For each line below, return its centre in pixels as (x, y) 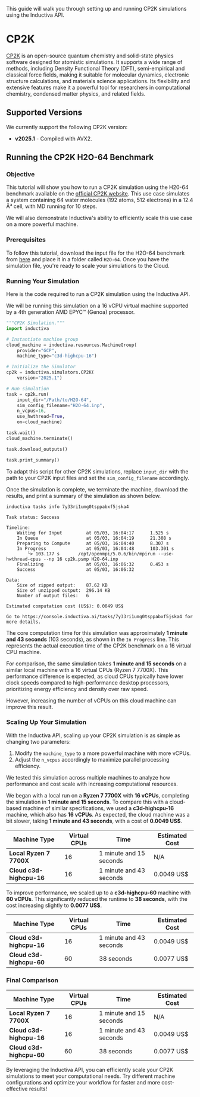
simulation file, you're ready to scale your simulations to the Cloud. (88, 265)
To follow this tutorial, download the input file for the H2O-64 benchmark (96, 253)
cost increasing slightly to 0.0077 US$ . (54, 905)
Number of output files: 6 (53, 595)
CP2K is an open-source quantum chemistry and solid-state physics (90, 56)
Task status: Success (33, 517)
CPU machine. (24, 652)
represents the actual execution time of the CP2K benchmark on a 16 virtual (99, 646)
